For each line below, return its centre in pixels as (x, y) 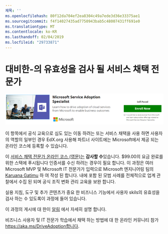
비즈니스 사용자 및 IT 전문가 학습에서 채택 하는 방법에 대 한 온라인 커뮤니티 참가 (82, 220)
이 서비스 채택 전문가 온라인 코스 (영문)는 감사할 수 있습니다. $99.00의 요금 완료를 (84, 156)
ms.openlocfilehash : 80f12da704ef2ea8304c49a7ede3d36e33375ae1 (73, 16)
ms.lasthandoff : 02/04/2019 (35, 37)
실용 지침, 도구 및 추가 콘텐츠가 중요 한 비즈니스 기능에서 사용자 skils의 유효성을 (82, 192)
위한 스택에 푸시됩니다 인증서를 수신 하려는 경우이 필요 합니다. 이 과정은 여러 (79, 163)
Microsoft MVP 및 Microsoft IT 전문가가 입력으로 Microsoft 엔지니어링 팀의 (79, 169)
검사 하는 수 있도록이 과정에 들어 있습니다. (46, 198)
